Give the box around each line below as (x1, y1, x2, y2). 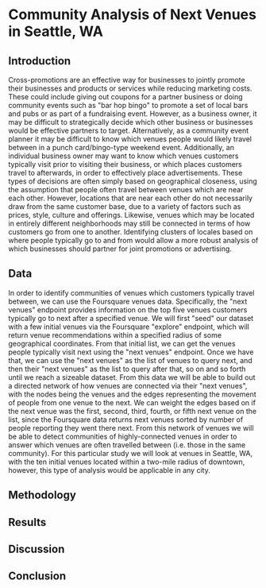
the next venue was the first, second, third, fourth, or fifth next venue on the (8, 406, 256, 416)
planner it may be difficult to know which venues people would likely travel (8, 134, 253, 144)
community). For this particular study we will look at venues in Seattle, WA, (8, 448, 253, 458)
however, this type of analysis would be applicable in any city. (8, 465, 210, 474)
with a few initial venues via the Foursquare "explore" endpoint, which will (8, 322, 250, 331)
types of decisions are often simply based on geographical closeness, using (8, 176, 258, 186)
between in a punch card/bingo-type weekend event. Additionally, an (8, 143, 234, 152)
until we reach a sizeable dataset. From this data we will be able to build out (8, 372, 256, 382)
